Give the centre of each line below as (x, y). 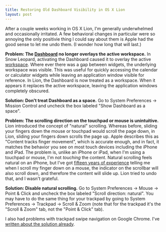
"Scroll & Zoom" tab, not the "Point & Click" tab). (55, 209)
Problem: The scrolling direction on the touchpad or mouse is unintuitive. (82, 120)
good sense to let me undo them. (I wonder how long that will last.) (73, 44)
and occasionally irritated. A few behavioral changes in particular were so (80, 34)
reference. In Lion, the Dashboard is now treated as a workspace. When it (80, 80)
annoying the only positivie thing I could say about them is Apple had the (79, 39)
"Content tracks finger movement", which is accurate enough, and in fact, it (82, 141)
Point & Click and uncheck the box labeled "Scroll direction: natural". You (79, 193)
